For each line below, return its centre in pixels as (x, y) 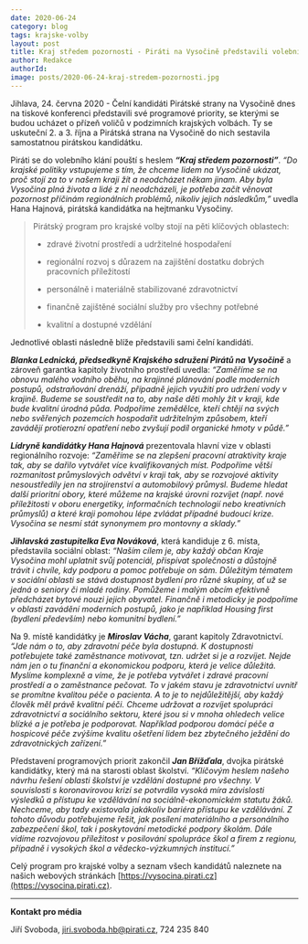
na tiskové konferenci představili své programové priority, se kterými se (145, 113)
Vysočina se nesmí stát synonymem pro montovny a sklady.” (126, 523)
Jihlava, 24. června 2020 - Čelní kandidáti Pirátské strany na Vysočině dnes (153, 103)
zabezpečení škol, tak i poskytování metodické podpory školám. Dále (141, 829)
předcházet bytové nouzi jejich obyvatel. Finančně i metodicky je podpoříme (154, 599)
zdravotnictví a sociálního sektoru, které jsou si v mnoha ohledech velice (148, 714)
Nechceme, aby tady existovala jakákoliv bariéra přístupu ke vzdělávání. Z (152, 809)
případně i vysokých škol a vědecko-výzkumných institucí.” (123, 848)
